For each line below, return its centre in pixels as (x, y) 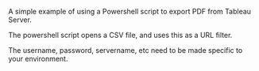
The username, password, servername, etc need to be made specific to (126, 50)
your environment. (38, 59)
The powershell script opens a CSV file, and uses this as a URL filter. (120, 35)
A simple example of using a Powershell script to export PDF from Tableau (130, 11)
